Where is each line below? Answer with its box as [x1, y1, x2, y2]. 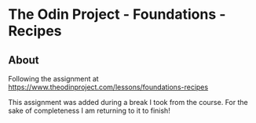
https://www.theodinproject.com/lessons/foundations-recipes [8, 82, 209, 92]
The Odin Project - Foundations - [8, 5, 226, 24]
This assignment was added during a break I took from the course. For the [8, 98, 249, 107]
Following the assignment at [8, 74, 100, 83]
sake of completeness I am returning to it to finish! [8, 106, 170, 115]
